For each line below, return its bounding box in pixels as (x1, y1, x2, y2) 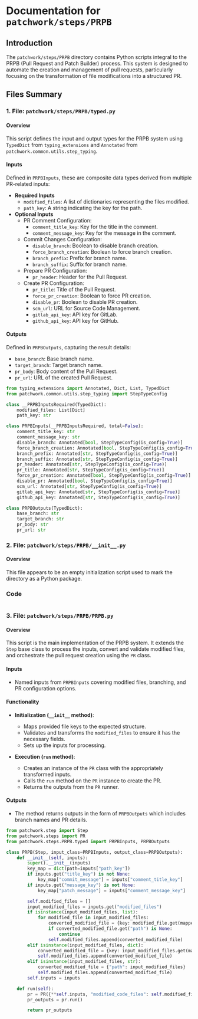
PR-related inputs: (6, 180, 50, 187)
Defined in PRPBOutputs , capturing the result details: (6, 343, 131, 350)
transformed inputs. (23, 771, 72, 778)
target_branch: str (16, 516, 65, 522)
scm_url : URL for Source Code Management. (32, 304, 140, 312)
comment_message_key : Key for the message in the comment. (32, 229, 177, 237)
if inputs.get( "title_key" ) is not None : (27, 871, 131, 877)
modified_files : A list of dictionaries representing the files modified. (23, 198, 190, 205)
